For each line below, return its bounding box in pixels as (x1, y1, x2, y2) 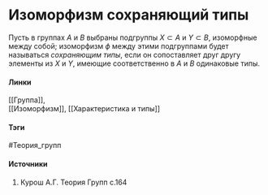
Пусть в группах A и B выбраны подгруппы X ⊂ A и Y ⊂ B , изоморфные (8, 32, 257, 42)
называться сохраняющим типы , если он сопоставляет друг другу (8, 50, 241, 59)
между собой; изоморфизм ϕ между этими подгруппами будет (8, 41, 229, 50)
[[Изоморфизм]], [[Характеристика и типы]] (8, 104, 161, 114)
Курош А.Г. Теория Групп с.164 (19, 177, 128, 187)
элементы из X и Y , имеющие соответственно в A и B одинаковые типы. (8, 58, 260, 68)
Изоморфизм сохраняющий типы (8, 6, 249, 24)
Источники (8, 158, 48, 168)
